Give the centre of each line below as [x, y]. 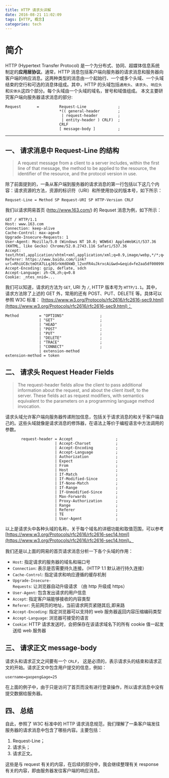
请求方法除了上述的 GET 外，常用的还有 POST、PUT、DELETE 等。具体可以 [83, 293]
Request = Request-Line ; [63, 107]
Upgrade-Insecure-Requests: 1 [37, 237]
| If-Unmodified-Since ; [86, 492]
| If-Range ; [86, 488]
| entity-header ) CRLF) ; [91, 120]
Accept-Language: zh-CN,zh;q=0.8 [40, 273]
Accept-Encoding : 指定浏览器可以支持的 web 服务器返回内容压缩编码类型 [87, 611]
